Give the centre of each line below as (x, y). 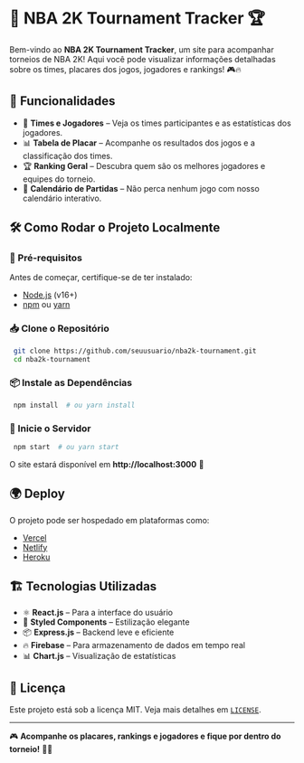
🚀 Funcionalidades (62, 101)
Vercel (34, 537)
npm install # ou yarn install (74, 405)
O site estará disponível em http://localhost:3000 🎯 (107, 464)
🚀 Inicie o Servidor (51, 429)
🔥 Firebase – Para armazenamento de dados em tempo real (134, 645)
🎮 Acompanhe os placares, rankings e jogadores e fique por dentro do (145, 736)
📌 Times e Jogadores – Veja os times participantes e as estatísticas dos (157, 123)
